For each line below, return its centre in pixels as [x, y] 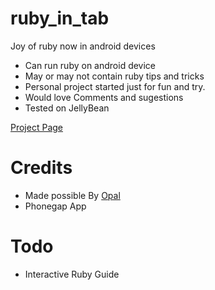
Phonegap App [55, 206]
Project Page [36, 127]
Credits [41, 168]
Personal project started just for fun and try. [115, 86]
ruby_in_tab [60, 18]
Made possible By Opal [72, 195]
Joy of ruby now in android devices [83, 46]
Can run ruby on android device [90, 65]
